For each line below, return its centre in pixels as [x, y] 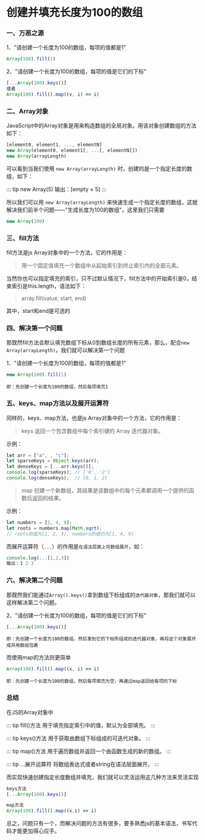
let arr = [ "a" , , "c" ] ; [38, 455]
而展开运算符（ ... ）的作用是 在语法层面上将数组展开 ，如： [76, 546]
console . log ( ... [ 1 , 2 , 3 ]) [38, 558]
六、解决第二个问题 [34, 580]
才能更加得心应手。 [35, 831]
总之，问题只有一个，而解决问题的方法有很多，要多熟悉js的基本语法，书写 [99, 824]
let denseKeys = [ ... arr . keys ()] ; [50, 467]
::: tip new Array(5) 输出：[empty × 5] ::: [56, 189]
